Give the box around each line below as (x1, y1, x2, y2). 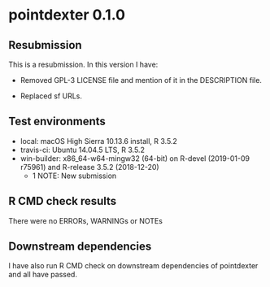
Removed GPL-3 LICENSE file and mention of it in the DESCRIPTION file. (20, 76, 263, 85)
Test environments (8, 115, 106, 128)
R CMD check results (8, 194, 117, 208)
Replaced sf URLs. (20, 91, 83, 101)
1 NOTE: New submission (32, 171, 117, 180)
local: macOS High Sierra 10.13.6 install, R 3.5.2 (20, 136, 177, 146)
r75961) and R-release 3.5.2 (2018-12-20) (20, 162, 160, 172)
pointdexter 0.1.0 (8, 6, 126, 24)
